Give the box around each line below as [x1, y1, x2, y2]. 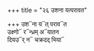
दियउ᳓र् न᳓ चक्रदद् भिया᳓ [7, 36, 65, 44]
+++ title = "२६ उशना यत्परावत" [7, 6, 88, 14]
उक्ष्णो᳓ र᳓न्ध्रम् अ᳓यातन [7, 28, 60, 36]
